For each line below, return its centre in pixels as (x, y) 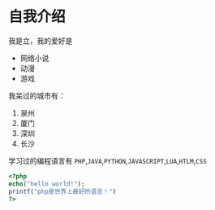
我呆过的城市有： (37, 95)
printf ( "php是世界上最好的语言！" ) (62, 191)
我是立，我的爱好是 (41, 41)
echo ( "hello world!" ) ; (47, 184)
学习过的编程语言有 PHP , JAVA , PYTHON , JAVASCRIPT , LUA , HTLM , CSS (107, 160)
